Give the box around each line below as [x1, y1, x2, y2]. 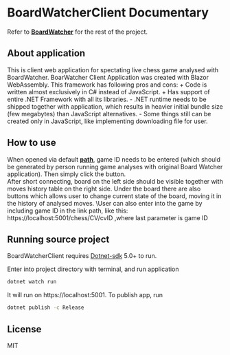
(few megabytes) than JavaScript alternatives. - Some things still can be [7, 109, 211, 118]
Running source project [7, 233, 110, 245]
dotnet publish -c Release [7, 304, 84, 311]
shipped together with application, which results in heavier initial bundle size [7, 102, 223, 111]
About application [7, 47, 86, 59]
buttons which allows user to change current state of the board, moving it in [7, 191, 222, 200]
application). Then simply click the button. [7, 170, 126, 178]
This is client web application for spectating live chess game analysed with [7, 65, 219, 74]
